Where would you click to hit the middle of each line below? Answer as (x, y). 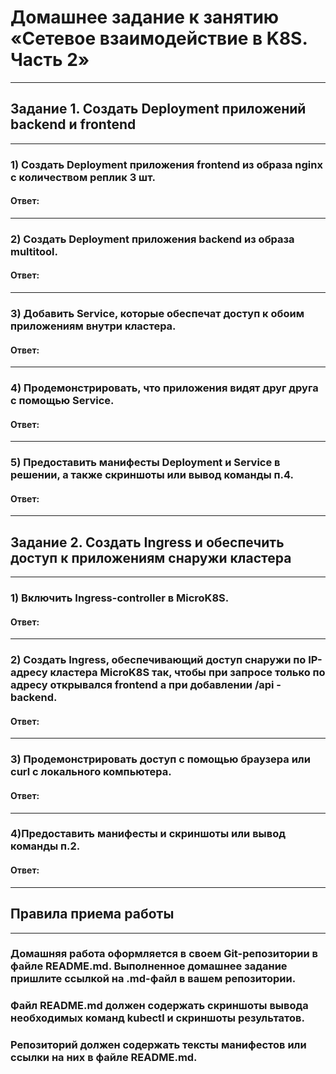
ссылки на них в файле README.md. (104, 1058)
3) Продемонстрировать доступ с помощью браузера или (160, 759)
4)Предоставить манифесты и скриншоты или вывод (148, 834)
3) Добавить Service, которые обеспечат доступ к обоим (157, 313)
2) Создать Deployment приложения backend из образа (152, 239)
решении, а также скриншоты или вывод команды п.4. (152, 475)
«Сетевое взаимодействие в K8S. (159, 38)
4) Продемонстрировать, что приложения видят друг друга (164, 388)
